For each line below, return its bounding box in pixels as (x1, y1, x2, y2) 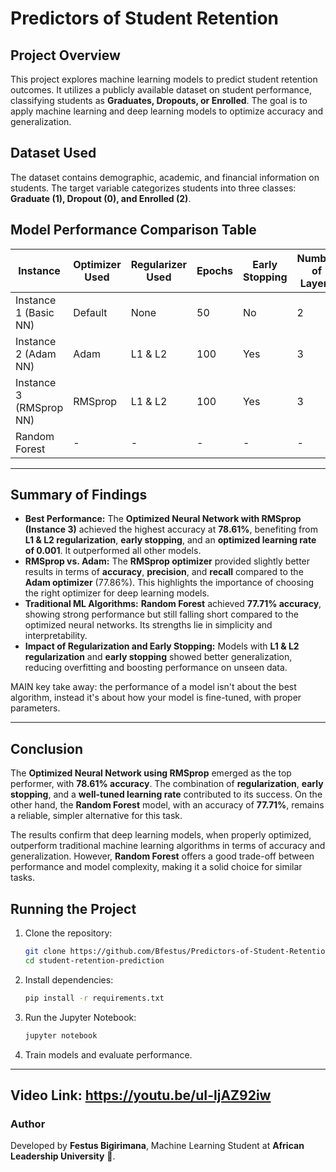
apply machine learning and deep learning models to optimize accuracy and (10, 105, 324, 117)
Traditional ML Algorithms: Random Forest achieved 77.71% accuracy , (24, 598, 322, 610)
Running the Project (10, 900, 137, 917)
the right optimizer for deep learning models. (24, 587, 210, 599)
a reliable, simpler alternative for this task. (10, 810, 183, 822)
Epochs (196, 263, 233, 277)
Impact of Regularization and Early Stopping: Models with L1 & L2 (24, 640, 300, 652)
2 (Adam (15, 347, 57, 361)
